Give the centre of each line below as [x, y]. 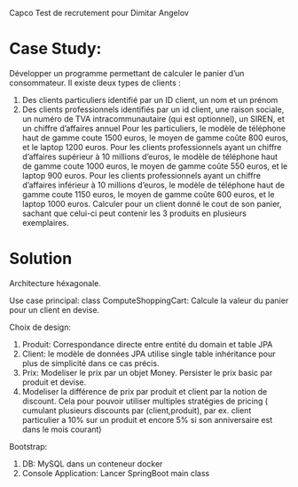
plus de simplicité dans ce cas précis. [90, 363]
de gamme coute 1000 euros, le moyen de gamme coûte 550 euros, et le [155, 166]
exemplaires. [45, 222]
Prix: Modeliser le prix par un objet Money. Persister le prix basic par [147, 372]
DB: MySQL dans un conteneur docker [92, 463]
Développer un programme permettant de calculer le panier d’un [127, 73]
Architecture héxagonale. [55, 283]
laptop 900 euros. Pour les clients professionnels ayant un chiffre [141, 175]
